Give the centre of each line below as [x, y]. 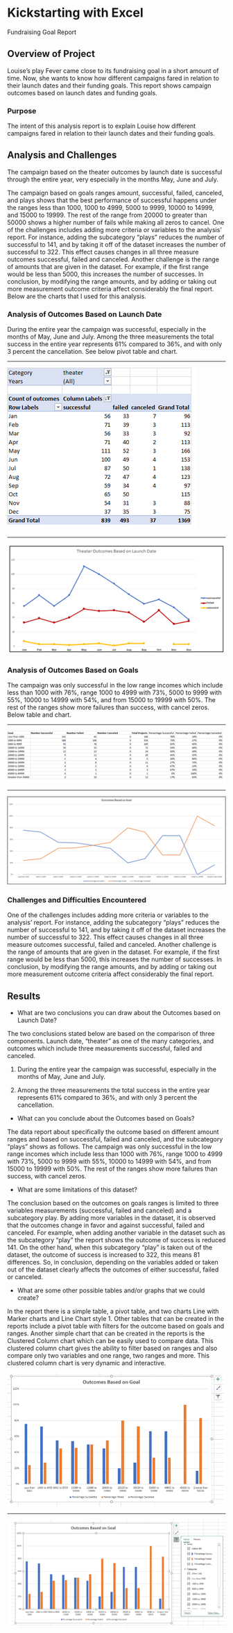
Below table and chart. [39, 715]
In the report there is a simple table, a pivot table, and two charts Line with [113, 1311]
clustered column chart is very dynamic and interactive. [87, 1363]
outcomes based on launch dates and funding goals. [82, 92]
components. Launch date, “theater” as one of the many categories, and [111, 1041]
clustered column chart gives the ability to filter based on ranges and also [112, 1348]
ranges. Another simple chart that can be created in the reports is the [106, 1333]
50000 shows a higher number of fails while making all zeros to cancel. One [116, 222]
